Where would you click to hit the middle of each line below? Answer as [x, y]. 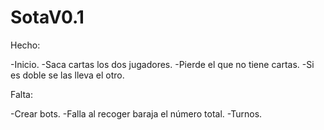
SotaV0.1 [47, 17]
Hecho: [25, 45]
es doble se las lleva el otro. [67, 75]
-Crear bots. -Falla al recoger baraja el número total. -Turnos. [136, 113]
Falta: [21, 94]
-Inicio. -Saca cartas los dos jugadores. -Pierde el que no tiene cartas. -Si [162, 64]
